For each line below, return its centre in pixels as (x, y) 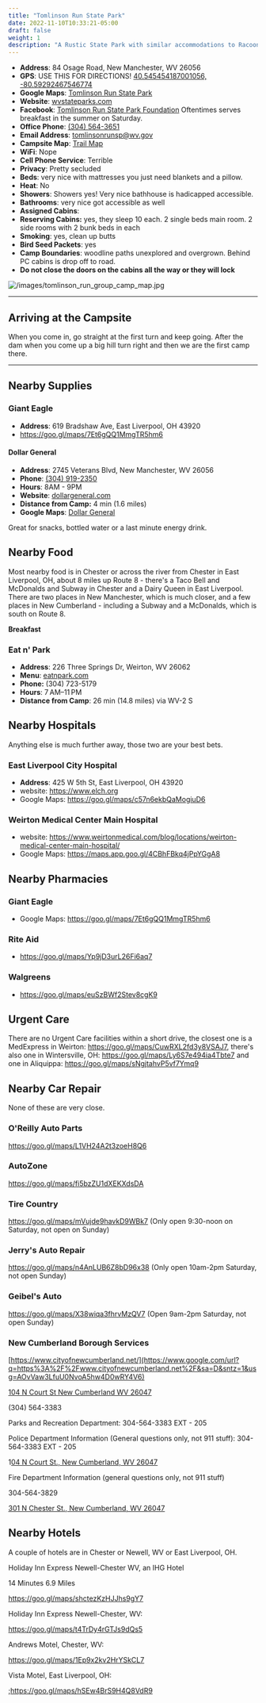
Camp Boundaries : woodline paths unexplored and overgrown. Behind (135, 253)
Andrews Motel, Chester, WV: (56, 1644)
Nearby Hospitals (52, 725)
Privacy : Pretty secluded (60, 169)
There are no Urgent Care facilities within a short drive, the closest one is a (130, 1038)
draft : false (30, 30)
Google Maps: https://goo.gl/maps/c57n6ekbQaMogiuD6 (112, 800)
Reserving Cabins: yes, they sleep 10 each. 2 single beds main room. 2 (136, 220)
